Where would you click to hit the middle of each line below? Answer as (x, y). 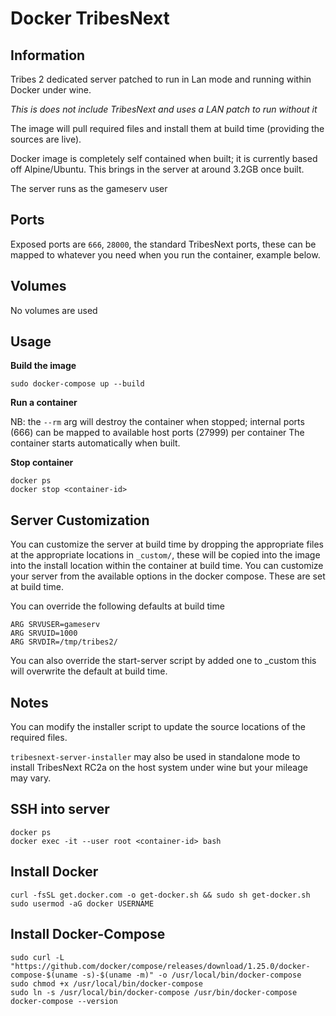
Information (48, 55)
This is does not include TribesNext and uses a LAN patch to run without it (164, 109)
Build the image (43, 366)
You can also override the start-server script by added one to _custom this (163, 661)
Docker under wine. (51, 90)
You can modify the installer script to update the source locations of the (158, 727)
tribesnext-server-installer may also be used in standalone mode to (155, 757)
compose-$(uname (44, 975)
